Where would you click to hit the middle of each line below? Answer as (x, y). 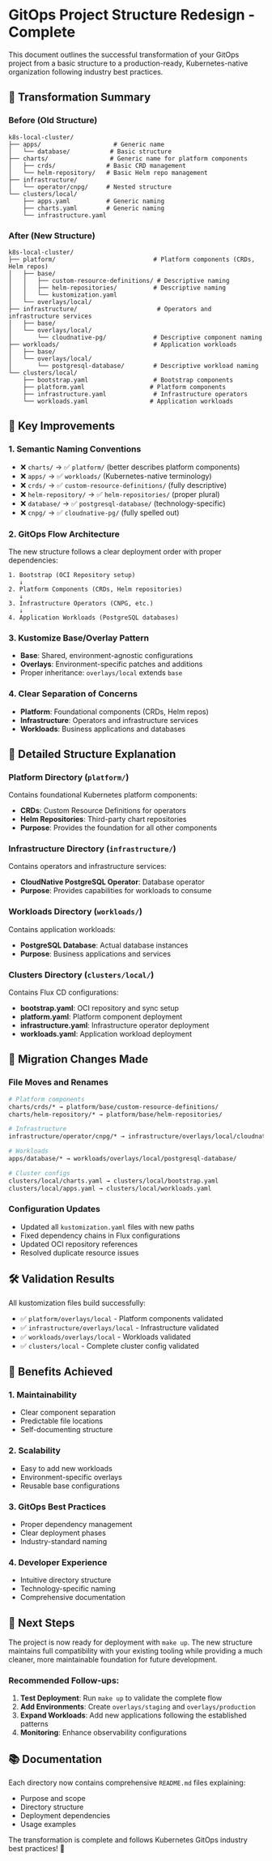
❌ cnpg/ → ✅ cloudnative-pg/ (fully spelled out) (100, 512)
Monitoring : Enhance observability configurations (104, 1733)
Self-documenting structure (66, 1430)
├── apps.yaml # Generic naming (93, 201)
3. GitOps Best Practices (57, 1507)
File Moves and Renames (59, 1082)
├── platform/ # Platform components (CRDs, (132, 259)
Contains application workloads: (62, 929)
